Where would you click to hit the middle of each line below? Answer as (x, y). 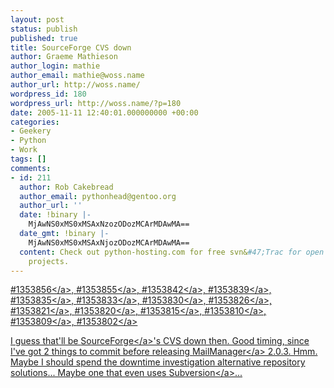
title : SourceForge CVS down (71, 47)
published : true (44, 38)
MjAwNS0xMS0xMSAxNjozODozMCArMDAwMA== (109, 242)
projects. (49, 261)
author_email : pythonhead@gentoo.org (98, 196)
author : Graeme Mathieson (64, 57)
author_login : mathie (55, 66)
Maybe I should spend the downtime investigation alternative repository (158, 362)
